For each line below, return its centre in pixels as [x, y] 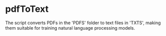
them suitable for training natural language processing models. [70, 28]
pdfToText [27, 9]
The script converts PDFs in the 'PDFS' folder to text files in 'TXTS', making [83, 23]
